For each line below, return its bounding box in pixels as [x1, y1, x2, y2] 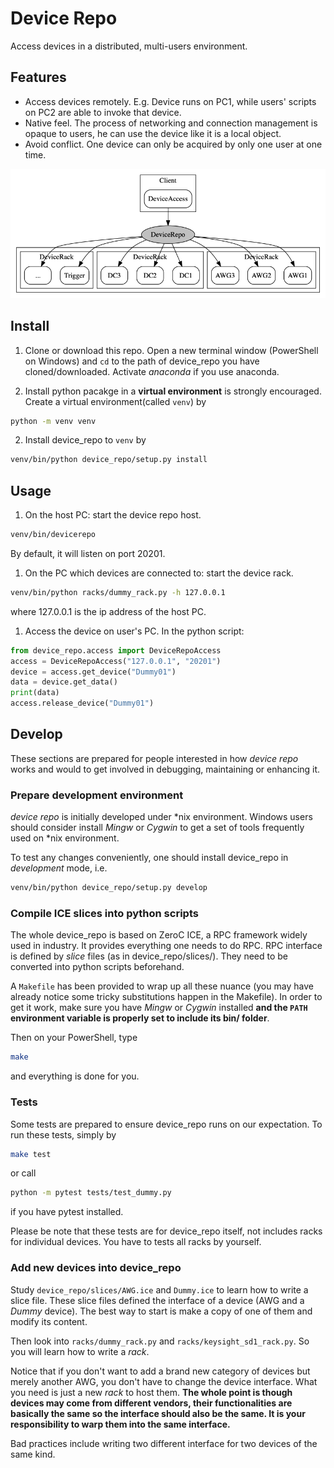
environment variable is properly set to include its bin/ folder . [10, 1012, 270, 1024]
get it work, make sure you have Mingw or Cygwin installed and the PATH [10, 1002, 308, 1014]
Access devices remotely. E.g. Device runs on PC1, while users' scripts [24, 95, 317, 107]
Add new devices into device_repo [10, 1261, 182, 1275]
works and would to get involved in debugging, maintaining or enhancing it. [10, 763, 321, 775]
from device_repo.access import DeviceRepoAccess [10, 645, 222, 656]
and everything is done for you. [10, 1070, 140, 1082]
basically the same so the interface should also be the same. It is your [10, 1407, 306, 1419]
